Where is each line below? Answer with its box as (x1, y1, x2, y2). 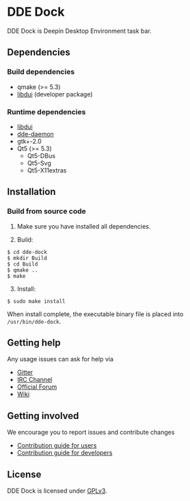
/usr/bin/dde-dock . (7, 317, 62, 325)
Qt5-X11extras (27, 166, 67, 175)
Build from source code (7, 207, 87, 216)
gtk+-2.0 (16, 137, 42, 145)
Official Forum (16, 383, 57, 391)
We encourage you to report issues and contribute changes (7, 428, 175, 437)
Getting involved (7, 410, 79, 422)
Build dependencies (7, 67, 75, 77)
